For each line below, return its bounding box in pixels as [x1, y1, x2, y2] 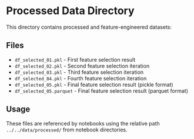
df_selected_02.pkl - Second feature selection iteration [14, 62, 150, 69]
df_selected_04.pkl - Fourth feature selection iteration [14, 74, 147, 82]
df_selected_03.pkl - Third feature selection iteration [14, 69, 144, 76]
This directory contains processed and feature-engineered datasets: [6, 23, 172, 30]
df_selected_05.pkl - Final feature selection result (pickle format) [14, 81, 173, 88]
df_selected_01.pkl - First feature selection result [14, 56, 136, 63]
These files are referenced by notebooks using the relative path [6, 120, 160, 127]
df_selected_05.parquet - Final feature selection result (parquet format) [14, 87, 189, 94]
